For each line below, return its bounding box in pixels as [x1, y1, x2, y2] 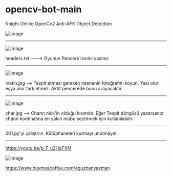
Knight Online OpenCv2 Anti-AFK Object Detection [5, 21, 112, 27]
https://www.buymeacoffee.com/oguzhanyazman [5, 165, 110, 171]
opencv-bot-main [5, 4, 82, 15]
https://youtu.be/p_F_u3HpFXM [5, 145, 72, 151]
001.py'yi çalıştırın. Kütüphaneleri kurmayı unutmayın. [5, 130, 118, 136]
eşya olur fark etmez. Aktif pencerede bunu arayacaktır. [5, 85, 123, 91]
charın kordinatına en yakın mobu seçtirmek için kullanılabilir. [5, 115, 134, 122]
